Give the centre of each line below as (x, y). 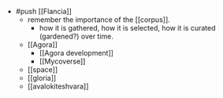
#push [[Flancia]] (44, 11)
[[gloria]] (42, 78)
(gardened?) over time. (76, 36)
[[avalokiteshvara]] (58, 86)
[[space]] (42, 69)
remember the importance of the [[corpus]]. (99, 20)
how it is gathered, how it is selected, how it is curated (127, 28)
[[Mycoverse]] (62, 61)
